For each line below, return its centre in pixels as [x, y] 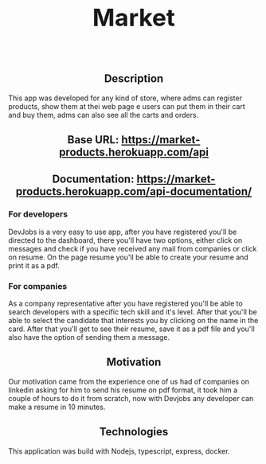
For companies [38, 286]
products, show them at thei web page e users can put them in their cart [127, 106]
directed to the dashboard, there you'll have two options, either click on [125, 240]
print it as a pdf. [34, 265]
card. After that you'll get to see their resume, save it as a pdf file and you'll [131, 329]
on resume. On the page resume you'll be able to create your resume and [128, 257]
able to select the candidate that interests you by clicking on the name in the [133, 320]
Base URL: [93, 140]
